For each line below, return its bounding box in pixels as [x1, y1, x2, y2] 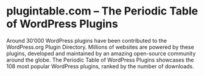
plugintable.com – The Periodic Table [6, 4, 199, 18]
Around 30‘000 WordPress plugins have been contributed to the [6, 37, 167, 44]
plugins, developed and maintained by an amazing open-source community [6, 49, 196, 57]
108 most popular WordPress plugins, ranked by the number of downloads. [6, 62, 194, 70]
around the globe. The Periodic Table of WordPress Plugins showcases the [6, 56, 194, 63]
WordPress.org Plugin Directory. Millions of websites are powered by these [6, 43, 194, 51]
